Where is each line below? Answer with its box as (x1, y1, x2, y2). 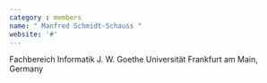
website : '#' (9, 29, 58, 38)
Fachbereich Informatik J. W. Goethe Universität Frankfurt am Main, (9, 54, 258, 65)
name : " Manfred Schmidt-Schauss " (9, 21, 142, 30)
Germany (9, 63, 44, 74)
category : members (9, 12, 82, 22)
